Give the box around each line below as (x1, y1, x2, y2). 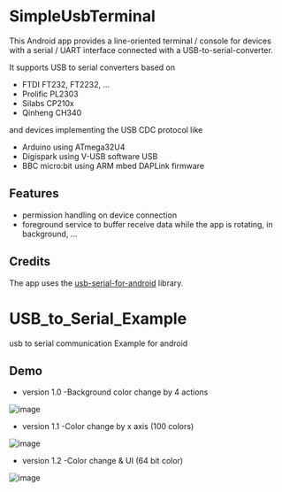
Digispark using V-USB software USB (21, 150, 158, 161)
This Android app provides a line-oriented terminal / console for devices (9, 35, 271, 46)
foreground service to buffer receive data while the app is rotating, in (21, 219, 274, 229)
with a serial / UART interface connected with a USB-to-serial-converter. (9, 44, 274, 55)
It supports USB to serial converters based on (9, 62, 175, 73)
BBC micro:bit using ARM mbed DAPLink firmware (21, 160, 205, 171)
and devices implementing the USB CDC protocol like (9, 124, 203, 135)
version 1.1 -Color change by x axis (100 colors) (21, 421, 194, 432)
